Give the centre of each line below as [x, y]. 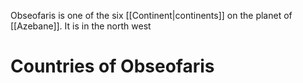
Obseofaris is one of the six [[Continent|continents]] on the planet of [151, 15]
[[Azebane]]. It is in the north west [81, 26]
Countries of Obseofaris [112, 66]
